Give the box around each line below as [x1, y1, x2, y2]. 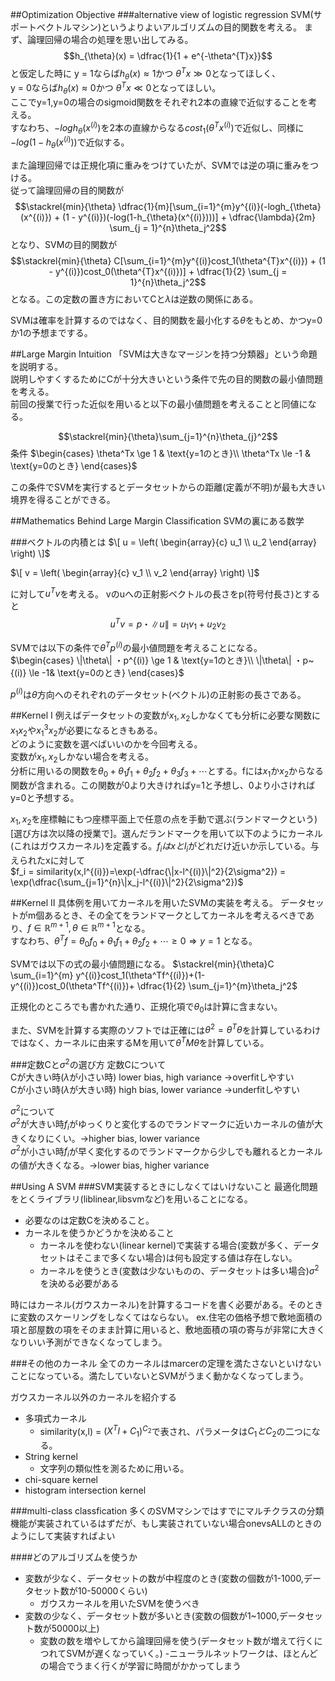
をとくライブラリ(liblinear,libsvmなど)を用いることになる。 [10, 1193, 253, 1205]
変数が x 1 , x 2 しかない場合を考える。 [10, 751, 155, 765]
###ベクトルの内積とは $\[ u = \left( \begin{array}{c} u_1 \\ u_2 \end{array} [10, 536, 318, 548]
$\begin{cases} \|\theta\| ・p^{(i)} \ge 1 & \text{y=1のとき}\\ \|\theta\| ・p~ [10, 654, 315, 666]
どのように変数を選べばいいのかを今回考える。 [10, 738, 203, 750]
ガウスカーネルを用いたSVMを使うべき [39, 1598, 200, 1610]
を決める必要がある [39, 1277, 120, 1289]
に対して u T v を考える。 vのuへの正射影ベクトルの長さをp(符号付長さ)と [10, 586, 303, 600]
